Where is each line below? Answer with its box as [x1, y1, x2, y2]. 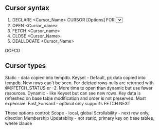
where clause [5, 120, 33, 126]
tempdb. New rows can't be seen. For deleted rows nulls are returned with [5, 80, 154, 86]
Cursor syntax [5, 4, 50, 12]
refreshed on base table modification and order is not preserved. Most [5, 95, 146, 101]
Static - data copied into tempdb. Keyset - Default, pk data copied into [5, 74, 146, 80]
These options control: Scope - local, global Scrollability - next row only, [5, 110, 150, 116]
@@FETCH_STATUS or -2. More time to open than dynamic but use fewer [5, 85, 153, 91]
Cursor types [5, 62, 46, 70]
